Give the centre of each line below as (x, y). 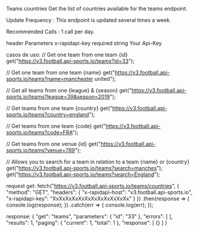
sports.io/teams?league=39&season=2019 (58, 97)
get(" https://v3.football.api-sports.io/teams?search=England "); (83, 174)
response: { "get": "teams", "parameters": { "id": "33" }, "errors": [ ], (89, 216)
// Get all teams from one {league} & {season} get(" (69, 90)
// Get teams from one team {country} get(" (59, 108)
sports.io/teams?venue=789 (41, 150)
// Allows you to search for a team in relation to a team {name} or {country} (98, 162)
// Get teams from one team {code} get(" (56, 126)
